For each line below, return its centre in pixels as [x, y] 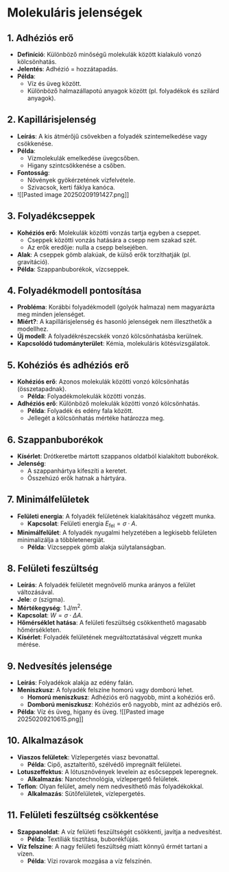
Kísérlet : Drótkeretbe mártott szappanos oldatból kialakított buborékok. [118, 456]
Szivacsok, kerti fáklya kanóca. [71, 187]
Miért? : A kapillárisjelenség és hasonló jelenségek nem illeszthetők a [114, 322]
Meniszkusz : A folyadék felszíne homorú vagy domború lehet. [105, 690]
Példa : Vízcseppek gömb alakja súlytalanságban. [97, 547]
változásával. [36, 592]
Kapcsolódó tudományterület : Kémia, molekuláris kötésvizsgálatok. [113, 344]
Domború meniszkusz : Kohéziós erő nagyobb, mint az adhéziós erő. [125, 704]
